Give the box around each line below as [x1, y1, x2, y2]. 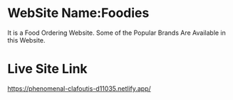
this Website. [7, 35, 46, 44]
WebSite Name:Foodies [7, 5, 150, 21]
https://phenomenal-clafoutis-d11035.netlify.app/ [7, 84, 151, 93]
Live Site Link [7, 61, 88, 77]
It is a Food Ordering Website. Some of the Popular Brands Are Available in [7, 28, 227, 37]
